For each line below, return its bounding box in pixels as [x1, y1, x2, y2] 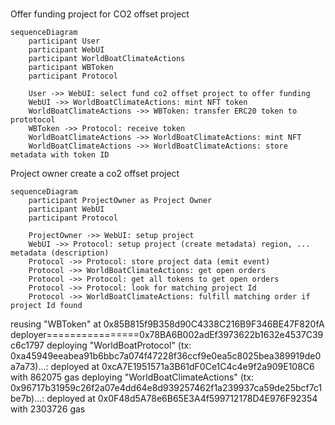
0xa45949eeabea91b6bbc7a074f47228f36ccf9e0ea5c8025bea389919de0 [10, 350, 322, 362]
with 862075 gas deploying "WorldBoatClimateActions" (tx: [10, 371, 255, 383]
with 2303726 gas [10, 403, 86, 415]
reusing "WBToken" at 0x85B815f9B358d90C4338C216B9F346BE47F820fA [10, 318, 325, 330]
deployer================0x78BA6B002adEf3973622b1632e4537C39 [10, 329, 324, 341]
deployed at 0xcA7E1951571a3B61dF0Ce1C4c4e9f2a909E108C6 [50, 361, 315, 373]
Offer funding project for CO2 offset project [10, 8, 190, 20]
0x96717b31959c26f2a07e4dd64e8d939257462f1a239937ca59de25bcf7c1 [10, 382, 323, 394]
